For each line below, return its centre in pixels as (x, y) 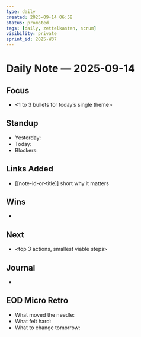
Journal (21, 268)
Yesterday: (28, 138)
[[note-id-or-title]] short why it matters (62, 183)
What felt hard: (33, 321)
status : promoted (28, 23)
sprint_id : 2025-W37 (32, 39)
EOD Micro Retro (37, 301)
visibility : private (32, 34)
